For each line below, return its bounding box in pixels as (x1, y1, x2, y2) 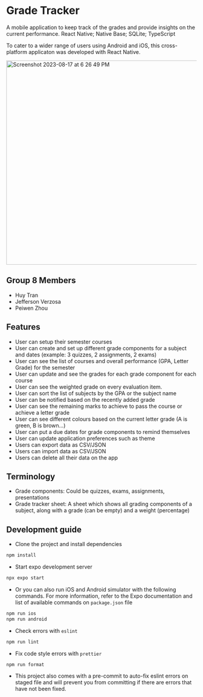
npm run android (6, 616, 47, 622)
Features (6, 322, 40, 332)
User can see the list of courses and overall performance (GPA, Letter (14, 357, 189, 364)
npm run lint (6, 639, 39, 645)
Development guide (6, 524, 82, 535)
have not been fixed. (14, 685, 66, 693)
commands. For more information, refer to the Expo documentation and (14, 592, 193, 599)
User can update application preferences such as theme (14, 435, 155, 442)
